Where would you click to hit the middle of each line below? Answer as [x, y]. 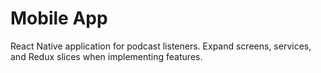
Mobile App [59, 18]
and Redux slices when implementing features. [106, 56]
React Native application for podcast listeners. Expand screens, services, [161, 46]
